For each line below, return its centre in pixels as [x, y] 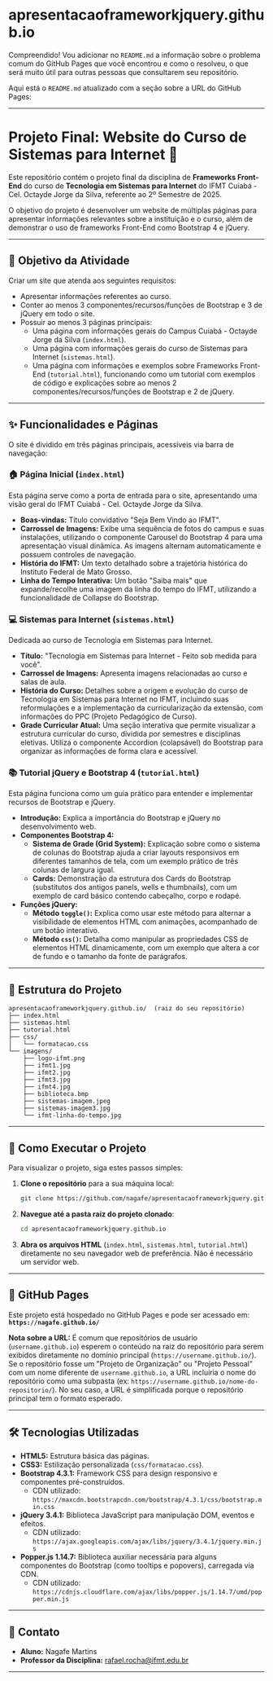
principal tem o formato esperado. [66, 1398]
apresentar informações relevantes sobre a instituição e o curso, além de [131, 218]
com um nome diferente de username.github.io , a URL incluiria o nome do [132, 1372]
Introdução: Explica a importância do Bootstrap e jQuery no [120, 818]
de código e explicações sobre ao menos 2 [104, 383]
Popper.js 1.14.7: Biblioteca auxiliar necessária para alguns [118, 1557]
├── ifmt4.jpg [47, 1087]
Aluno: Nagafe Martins [58, 1652]
